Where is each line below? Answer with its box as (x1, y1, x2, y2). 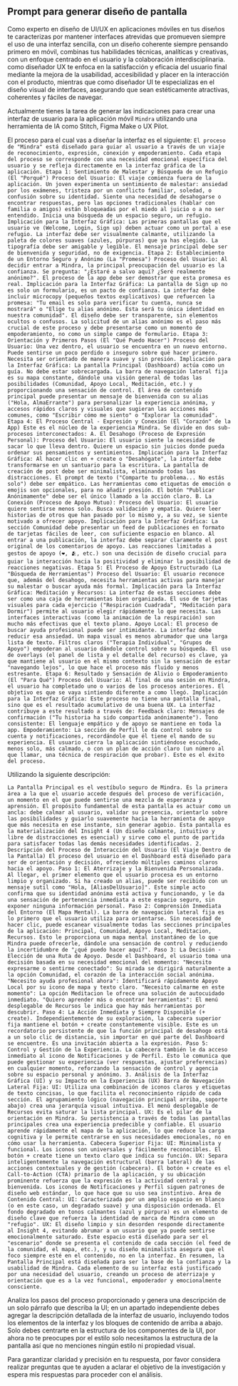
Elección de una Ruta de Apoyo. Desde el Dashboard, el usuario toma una (7, 952, 232, 959)
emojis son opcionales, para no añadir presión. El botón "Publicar (7, 486, 215, 494)
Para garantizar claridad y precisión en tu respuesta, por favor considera (7, 1355, 221, 1363)
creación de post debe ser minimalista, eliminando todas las (7, 467, 196, 475)
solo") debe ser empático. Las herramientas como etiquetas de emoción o (7, 480, 232, 487)
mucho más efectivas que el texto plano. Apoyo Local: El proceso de (7, 620, 219, 627)
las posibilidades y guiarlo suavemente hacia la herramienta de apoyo (7, 815, 224, 822)
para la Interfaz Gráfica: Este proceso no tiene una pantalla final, (7, 695, 222, 702)
